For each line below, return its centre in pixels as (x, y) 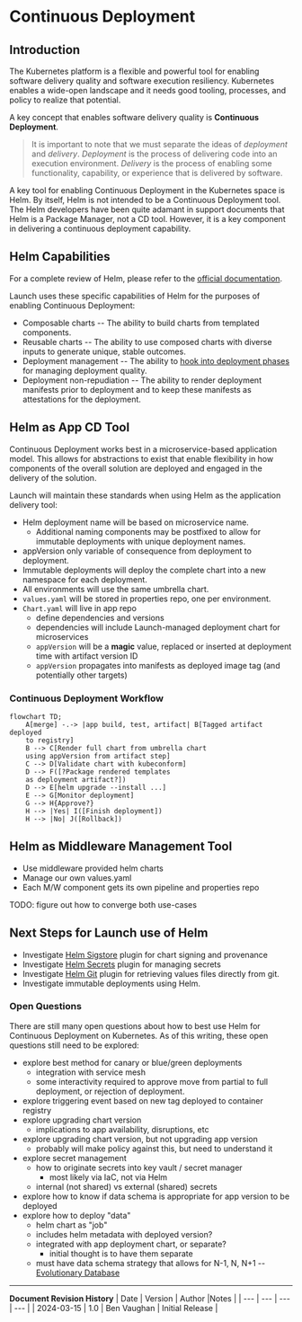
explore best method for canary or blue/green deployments (132, 1062)
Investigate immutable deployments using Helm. (111, 983)
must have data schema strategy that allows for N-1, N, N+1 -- (151, 1263)
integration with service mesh (91, 1072)
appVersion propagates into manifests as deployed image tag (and (158, 665)
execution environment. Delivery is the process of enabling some (151, 163)
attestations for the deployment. (82, 399)
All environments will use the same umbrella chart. (115, 589)
